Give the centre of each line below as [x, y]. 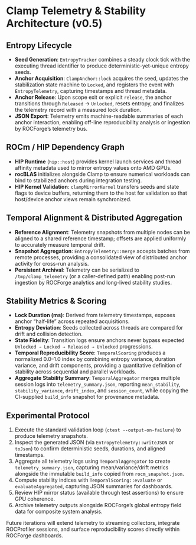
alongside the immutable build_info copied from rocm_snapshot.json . [99, 474]
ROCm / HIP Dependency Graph [66, 147]
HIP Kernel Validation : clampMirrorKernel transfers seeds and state [97, 186]
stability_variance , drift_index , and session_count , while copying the [102, 391]
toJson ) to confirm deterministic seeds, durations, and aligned [90, 449]
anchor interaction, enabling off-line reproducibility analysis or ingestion [102, 122]
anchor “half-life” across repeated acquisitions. [72, 321]
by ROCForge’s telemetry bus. [51, 129]
